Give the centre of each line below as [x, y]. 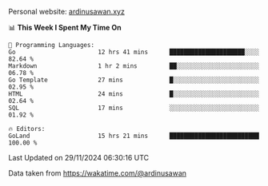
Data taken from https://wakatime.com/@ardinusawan [97, 173]
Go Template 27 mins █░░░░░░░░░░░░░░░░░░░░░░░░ [134, 80]
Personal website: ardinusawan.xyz [67, 12]
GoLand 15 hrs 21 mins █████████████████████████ [134, 136]
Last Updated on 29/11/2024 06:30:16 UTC [79, 158]
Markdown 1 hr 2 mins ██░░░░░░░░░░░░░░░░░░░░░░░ [134, 66]
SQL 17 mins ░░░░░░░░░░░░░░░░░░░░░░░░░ [134, 108]
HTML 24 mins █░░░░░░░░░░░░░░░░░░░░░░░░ [134, 94]
